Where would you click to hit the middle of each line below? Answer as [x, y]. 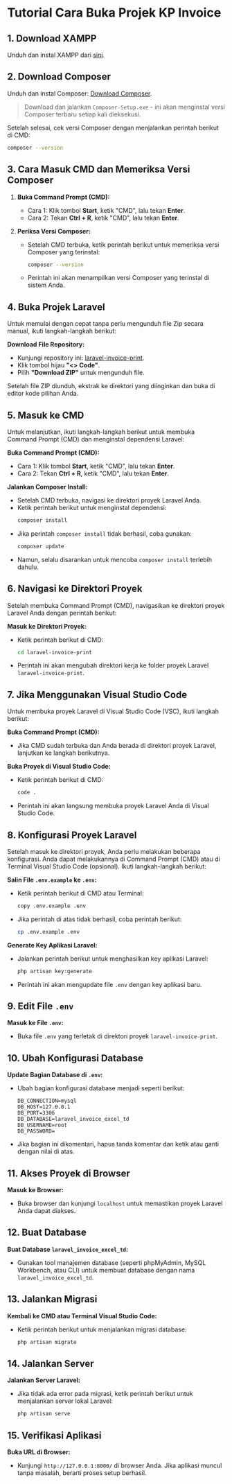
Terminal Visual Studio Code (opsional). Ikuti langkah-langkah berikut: [107, 866]
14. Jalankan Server [51, 1363]
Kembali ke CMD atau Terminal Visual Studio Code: [82, 1316]
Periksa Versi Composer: [54, 231]
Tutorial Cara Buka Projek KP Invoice [114, 13]
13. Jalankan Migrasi [52, 1299]
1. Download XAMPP [52, 38]
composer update [41, 546]
